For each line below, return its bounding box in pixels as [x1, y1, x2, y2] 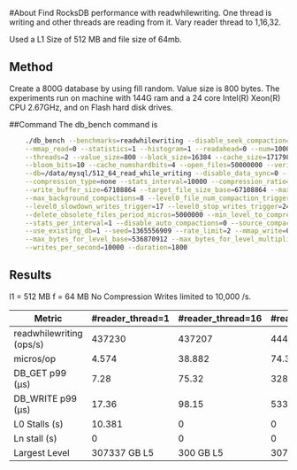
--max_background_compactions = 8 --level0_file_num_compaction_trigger [25, 194, 291, 203]
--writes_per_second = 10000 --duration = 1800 [25, 243, 188, 252]
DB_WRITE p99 [13, 392, 78, 405]
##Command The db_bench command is [9, 119, 158, 129]
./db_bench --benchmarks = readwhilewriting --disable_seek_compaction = [25, 136, 291, 145]
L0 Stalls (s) [13, 418, 64, 430]
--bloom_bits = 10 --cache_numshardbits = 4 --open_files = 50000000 [25, 161, 263, 170]
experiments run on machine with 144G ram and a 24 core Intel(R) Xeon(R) [9, 92, 281, 103]
